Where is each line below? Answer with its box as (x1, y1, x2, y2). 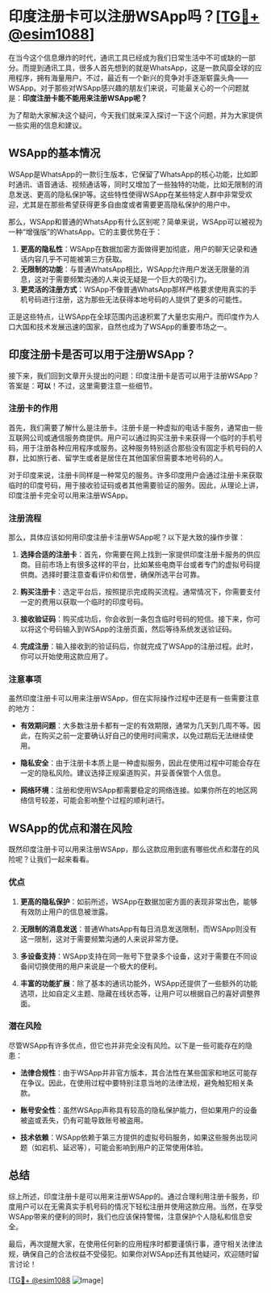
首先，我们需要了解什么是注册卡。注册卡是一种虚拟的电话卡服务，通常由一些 (8, 422, 263, 432)
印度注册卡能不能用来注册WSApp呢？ (23, 93, 148, 103)
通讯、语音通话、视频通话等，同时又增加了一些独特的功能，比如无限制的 (15, 179, 256, 189)
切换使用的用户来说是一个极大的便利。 (34, 961, 162, 971)
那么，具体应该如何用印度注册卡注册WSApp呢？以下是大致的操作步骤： (8, 532, 246, 542)
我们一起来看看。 (35, 854, 94, 864)
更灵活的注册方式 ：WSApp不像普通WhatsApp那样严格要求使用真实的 (19, 284, 250, 294)
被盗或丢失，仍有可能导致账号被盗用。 (19, 1115, 148, 1125)
